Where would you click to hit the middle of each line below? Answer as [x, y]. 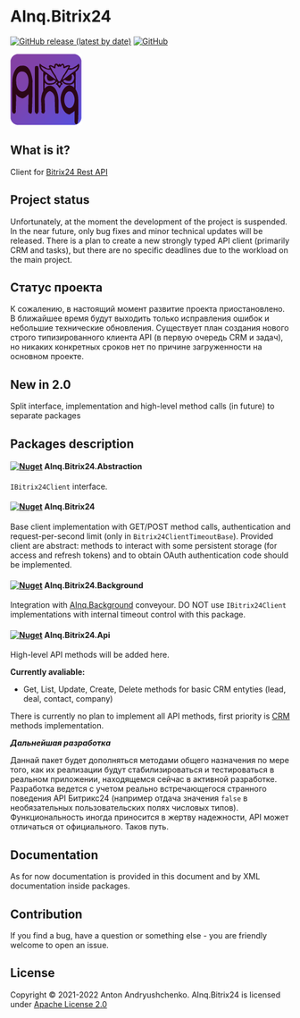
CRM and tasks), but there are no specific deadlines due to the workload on [149, 250]
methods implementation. [57, 726]
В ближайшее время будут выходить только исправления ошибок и [140, 318]
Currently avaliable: [48, 672]
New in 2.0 [41, 385]
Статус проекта [57, 287]
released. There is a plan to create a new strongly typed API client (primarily [150, 240]
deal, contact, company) [68, 699]
